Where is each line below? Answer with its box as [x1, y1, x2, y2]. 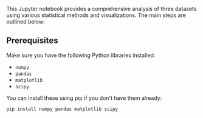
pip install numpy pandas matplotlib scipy [6, 106, 119, 112]
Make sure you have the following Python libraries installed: [6, 51, 156, 59]
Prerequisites [6, 36, 58, 46]
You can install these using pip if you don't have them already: [6, 94, 162, 102]
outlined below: [6, 18, 45, 25]
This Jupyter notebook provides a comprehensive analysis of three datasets [6, 5, 197, 12]
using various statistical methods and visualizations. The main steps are [6, 11, 187, 19]
